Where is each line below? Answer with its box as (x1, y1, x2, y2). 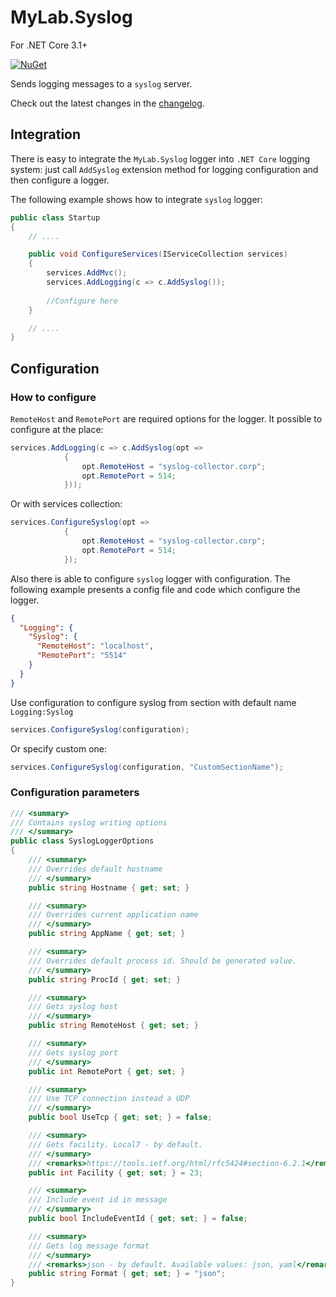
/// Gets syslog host (28, 1002, 118, 1012)
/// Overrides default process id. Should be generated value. (28, 956, 298, 966)
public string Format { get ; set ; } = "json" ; (28, 1269, 226, 1279)
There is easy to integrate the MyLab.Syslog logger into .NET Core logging (10, 152, 311, 165)
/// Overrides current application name (28, 910, 199, 920)
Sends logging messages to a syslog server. (10, 77, 193, 90)
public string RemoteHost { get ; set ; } (28, 1021, 199, 1031)
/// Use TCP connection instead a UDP (28, 1094, 190, 1104)
